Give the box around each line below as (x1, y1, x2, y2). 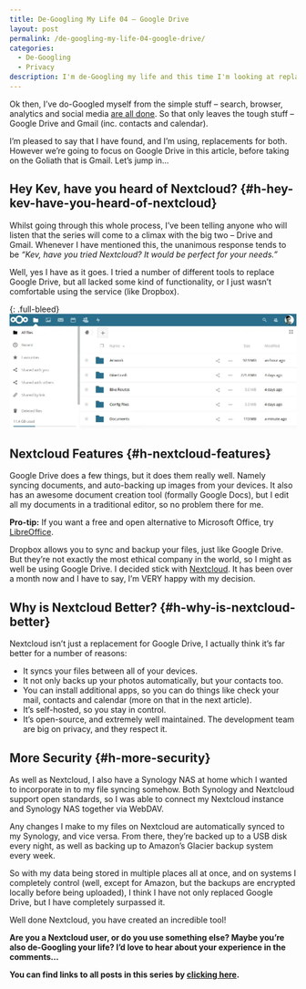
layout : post (9, 24, 59, 34)
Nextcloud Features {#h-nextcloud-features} (9, 446, 271, 461)
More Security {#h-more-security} (9, 750, 211, 766)
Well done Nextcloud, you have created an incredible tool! (9, 914, 227, 925)
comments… (9, 952, 59, 963)
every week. (9, 850, 56, 861)
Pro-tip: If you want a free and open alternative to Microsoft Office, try (9, 517, 274, 528)
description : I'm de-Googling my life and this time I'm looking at (9, 73, 275, 82)
